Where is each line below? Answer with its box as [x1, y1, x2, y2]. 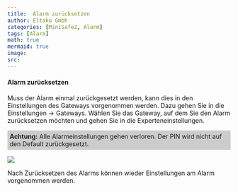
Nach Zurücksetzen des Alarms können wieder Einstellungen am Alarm [7, 169, 215, 177]
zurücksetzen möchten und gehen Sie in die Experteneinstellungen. [7, 116, 205, 124]
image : [7, 50, 27, 57]
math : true [7, 37, 40, 44]
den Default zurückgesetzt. [9, 139, 89, 148]
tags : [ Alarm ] [7, 30, 50, 37]
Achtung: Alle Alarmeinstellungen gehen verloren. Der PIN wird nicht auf [9, 132, 222, 140]
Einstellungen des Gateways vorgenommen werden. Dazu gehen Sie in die [7, 101, 225, 109]
